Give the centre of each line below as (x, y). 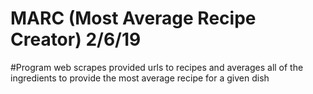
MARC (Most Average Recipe (133, 18)
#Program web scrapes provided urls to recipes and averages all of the (157, 67)
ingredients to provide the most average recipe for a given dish (140, 78)
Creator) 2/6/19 (76, 39)
